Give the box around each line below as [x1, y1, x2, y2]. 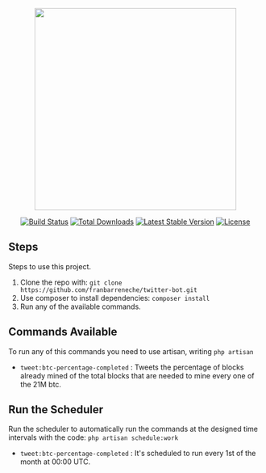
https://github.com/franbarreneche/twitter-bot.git [19, 285, 197, 294]
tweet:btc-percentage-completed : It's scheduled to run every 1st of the [19, 449, 256, 458]
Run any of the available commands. [19, 302, 141, 311]
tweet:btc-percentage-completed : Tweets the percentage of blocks [19, 362, 244, 372]
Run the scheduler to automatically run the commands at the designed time [8, 424, 258, 434]
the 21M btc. [19, 379, 62, 389]
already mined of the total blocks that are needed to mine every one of [19, 370, 255, 380]
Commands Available [8, 325, 118, 339]
